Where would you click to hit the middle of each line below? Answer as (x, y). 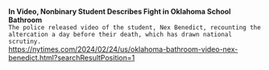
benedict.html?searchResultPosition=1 (72, 58)
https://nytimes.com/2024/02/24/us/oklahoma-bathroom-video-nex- (123, 49)
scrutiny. (25, 41)
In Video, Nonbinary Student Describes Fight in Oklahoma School (120, 12)
